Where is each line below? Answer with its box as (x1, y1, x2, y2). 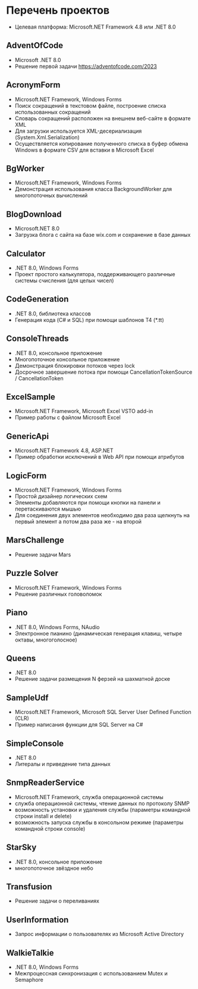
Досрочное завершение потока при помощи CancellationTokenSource (14, 368, 193, 375)
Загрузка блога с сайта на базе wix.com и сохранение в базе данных (14, 231, 191, 239)
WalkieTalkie (6, 947, 54, 958)
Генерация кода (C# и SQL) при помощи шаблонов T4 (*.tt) (14, 316, 165, 323)
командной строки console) (14, 825, 86, 832)
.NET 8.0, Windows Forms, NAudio (14, 623, 100, 631)
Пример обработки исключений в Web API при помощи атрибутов (14, 453, 184, 461)
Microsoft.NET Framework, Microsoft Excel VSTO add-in (14, 408, 153, 415)
